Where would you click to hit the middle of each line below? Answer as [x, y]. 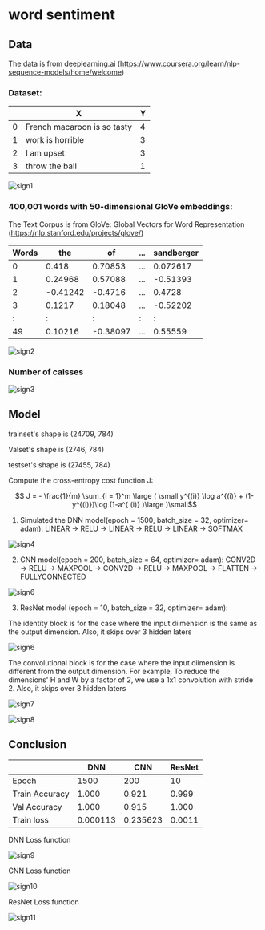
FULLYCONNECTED [53, 576]
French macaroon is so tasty [78, 127]
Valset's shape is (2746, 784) [56, 449]
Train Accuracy [41, 794]
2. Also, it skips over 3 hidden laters [67, 688]
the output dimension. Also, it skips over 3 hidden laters [100, 632]
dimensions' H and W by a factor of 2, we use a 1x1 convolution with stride [131, 680]
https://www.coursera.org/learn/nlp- [180, 63]
